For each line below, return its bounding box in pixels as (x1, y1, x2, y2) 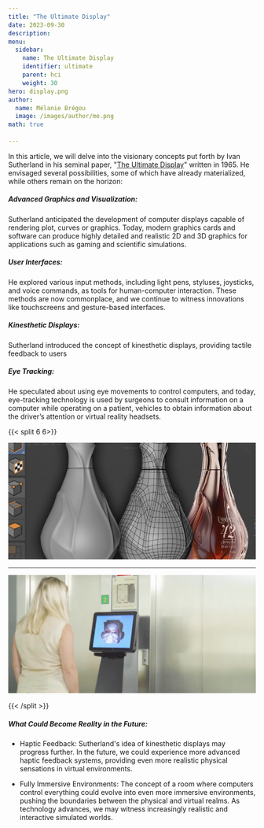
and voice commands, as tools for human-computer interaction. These (8, 286, 237, 295)
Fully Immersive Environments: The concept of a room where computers (19, 779, 254, 789)
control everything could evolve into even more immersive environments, (19, 788, 256, 797)
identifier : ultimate (22, 63, 93, 71)
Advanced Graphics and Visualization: (8, 194, 138, 204)
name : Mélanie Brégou (15, 104, 86, 112)
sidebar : (15, 46, 44, 54)
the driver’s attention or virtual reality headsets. (8, 412, 161, 421)
